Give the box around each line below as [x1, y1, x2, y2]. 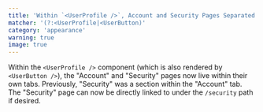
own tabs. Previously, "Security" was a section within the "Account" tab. [8, 80, 243, 89]
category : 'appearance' [8, 26, 87, 34]
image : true [8, 41, 47, 49]
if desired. [8, 96, 41, 106]
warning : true [8, 33, 55, 42]
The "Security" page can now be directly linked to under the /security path [8, 88, 254, 97]
